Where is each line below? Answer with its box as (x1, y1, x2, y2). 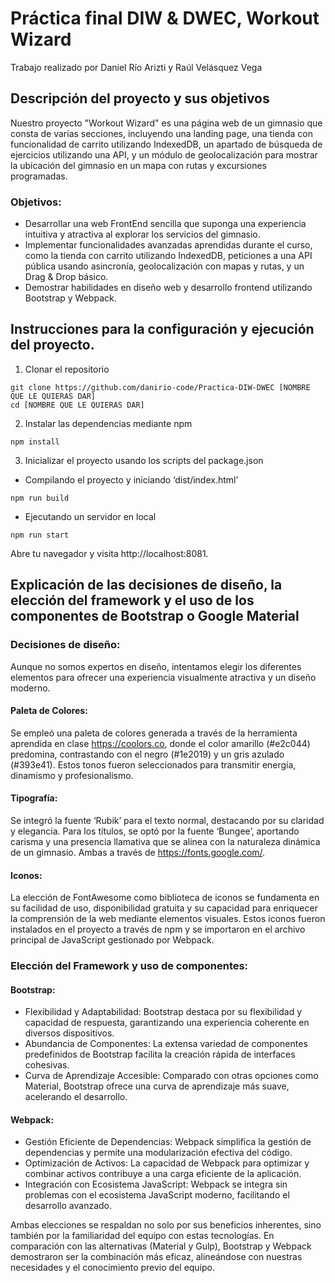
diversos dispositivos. (24, 1027, 115, 1039)
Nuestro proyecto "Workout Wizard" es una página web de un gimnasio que (10, 117, 323, 129)
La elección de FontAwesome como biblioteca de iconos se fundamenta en (10, 892, 320, 904)
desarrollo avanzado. (24, 1200, 112, 1212)
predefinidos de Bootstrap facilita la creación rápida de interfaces (24, 1048, 296, 1061)
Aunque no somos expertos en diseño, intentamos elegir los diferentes (10, 660, 302, 672)
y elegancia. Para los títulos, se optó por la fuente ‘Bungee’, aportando (10, 825, 300, 837)
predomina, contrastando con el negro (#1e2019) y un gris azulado (10, 748, 285, 760)
